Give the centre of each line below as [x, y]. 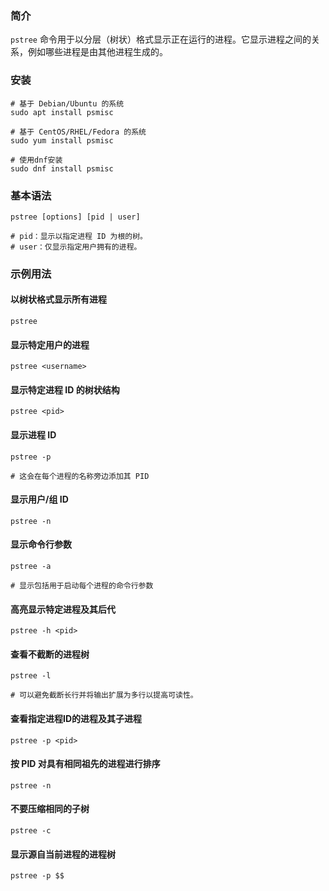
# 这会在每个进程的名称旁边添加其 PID [80, 476]
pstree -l [31, 676]
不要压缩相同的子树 [50, 809]
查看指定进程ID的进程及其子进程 [76, 719]
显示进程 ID [33, 435]
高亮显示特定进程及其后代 [63, 609]
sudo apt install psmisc [62, 112]
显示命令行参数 [41, 544]
